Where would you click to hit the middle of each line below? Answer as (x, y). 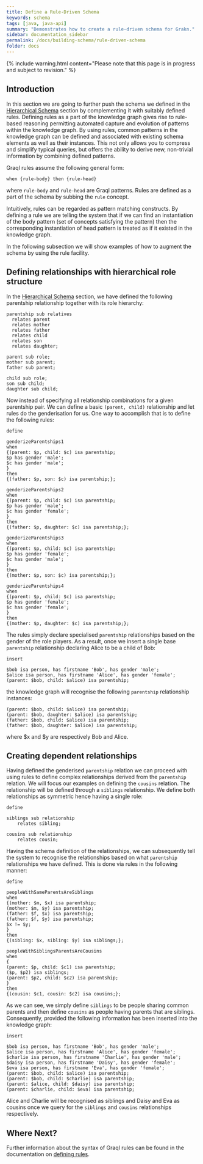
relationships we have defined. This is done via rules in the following (92, 864)
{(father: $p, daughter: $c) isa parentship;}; (68, 527)
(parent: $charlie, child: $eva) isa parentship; (71, 1089)
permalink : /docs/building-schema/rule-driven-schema (76, 40)
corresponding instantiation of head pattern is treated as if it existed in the (99, 228)
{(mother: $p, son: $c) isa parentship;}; (61, 575)
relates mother (31, 324)
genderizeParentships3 (35, 538)
